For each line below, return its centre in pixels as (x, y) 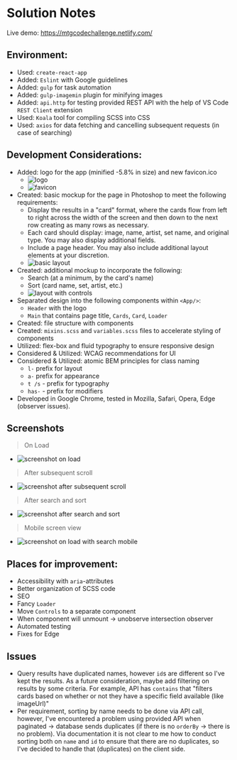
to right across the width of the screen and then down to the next (122, 217)
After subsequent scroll (58, 473)
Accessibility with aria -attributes (65, 581)
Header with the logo (57, 308)
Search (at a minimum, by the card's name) (90, 278)
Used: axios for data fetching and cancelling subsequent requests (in (118, 125)
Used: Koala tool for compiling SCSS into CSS (83, 117)
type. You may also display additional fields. (92, 240)
